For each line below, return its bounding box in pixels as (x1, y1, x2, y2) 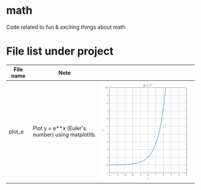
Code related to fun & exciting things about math (6, 23, 126, 31)
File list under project (6, 44, 114, 58)
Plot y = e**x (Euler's (32, 125, 87, 132)
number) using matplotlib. (32, 131, 96, 138)
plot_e (8, 128, 24, 135)
